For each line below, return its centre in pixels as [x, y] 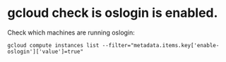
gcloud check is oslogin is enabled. [113, 13]
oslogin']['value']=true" [45, 51]
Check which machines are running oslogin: [71, 32]
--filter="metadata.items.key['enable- [161, 45]
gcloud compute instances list [53, 45]
